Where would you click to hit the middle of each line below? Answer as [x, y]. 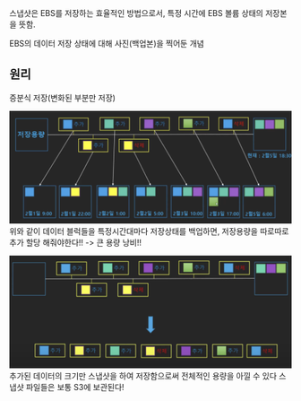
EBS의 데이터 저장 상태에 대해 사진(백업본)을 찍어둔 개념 [107, 44]
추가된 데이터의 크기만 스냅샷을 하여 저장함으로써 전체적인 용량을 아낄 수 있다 [143, 376]
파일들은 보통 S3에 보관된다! [75, 388]
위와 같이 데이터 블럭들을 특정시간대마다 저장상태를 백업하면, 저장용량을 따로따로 [149, 231]
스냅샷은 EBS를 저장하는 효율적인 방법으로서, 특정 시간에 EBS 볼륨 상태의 [137, 13]
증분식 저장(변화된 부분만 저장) [63, 98]
